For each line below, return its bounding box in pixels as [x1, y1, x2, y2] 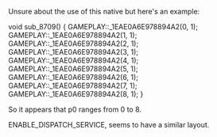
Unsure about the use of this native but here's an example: [8, 7, 200, 16]
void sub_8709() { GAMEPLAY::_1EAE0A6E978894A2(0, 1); [8, 22, 199, 31]
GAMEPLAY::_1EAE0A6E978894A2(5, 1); [8, 64, 139, 74]
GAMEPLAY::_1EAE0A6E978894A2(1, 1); [8, 31, 138, 40]
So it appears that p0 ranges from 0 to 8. [8, 105, 141, 114]
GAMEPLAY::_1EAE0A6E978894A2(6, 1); [8, 73, 139, 82]
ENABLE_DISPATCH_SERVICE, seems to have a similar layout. [8, 120, 210, 129]
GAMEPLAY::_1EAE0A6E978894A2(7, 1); [8, 81, 138, 90]
